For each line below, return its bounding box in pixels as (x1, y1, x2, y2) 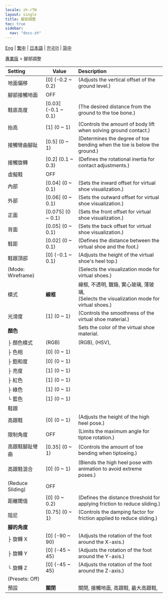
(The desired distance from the (78, 103, 151, 110)
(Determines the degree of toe (78, 135, 149, 142)
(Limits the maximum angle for (78, 428, 150, 434)
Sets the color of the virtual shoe (78, 324, 155, 331)
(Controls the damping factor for (78, 508, 154, 515)
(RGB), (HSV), (78, 339, 111, 346)
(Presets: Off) (7, 575, 40, 582)
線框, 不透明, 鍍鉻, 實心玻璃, (78, 281, 143, 288)
